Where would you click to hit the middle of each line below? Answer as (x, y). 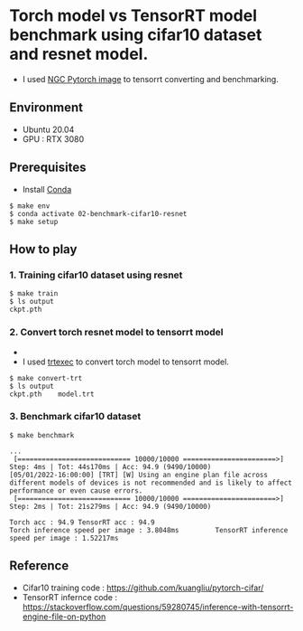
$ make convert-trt (46, 378)
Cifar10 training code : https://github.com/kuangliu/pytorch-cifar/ (143, 588)
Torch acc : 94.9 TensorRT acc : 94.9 (82, 522)
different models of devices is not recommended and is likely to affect (151, 483)
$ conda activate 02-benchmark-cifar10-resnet (98, 213)
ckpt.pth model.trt (52, 394)
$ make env (30, 206)
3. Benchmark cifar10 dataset (75, 417)
